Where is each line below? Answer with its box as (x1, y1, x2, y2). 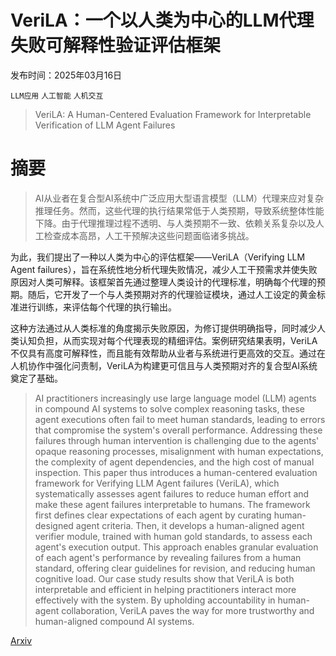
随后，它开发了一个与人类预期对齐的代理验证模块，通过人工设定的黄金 (27, 288, 317, 300)
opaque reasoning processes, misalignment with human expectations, (34, 445, 324, 457)
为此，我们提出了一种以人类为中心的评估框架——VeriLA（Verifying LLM (10, 251, 306, 263)
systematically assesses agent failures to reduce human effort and (34, 487, 310, 500)
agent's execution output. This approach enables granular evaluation (34, 541, 319, 553)
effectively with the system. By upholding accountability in (34, 594, 276, 606)
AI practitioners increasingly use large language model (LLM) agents (34, 392, 317, 404)
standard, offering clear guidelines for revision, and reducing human (34, 562, 316, 574)
